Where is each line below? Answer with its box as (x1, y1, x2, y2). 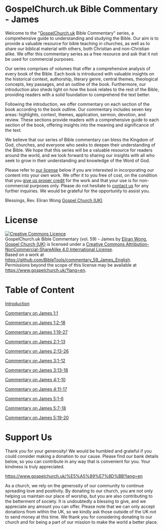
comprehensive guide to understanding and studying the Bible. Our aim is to (5, 35, 159, 41)
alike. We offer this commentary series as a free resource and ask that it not (5, 50, 158, 57)
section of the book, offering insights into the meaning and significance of (5, 122, 154, 128)
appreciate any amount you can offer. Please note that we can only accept (5, 504, 155, 509)
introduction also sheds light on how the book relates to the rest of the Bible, (5, 86, 159, 92)
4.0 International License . (62, 246, 114, 252)
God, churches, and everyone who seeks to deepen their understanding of (5, 142, 156, 148)
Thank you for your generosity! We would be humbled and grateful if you (5, 448, 152, 454)
